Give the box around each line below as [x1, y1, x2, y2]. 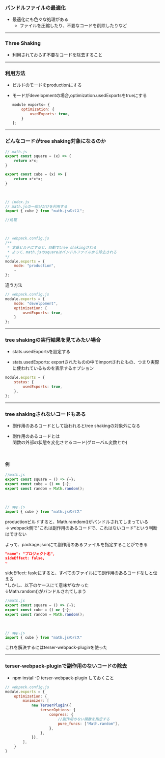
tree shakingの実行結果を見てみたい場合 [5, 336, 101, 343]
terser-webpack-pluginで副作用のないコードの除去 [5, 662, 127, 669]
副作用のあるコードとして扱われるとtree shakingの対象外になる [12, 423, 141, 429]
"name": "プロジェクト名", [5, 551, 55, 556]
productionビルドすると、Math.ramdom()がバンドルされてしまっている [5, 519, 149, 525]
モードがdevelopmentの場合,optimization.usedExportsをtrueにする [12, 92, 147, 98]
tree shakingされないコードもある [5, 410, 86, 417]
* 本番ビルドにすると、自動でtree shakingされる [7, 245, 97, 250]
